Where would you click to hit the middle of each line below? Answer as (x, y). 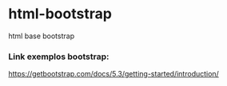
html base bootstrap (41, 36)
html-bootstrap (60, 14)
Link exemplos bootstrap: (59, 57)
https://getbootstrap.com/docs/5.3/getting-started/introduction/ (114, 74)
